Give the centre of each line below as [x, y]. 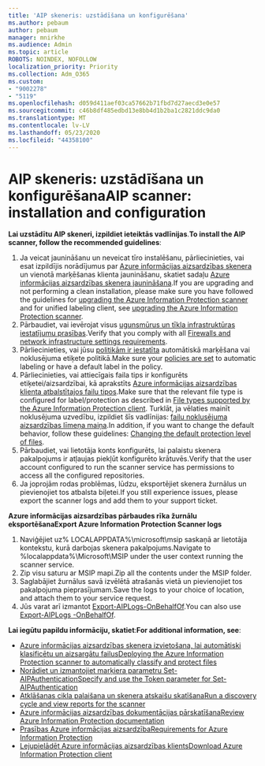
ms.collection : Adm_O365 [49, 74]
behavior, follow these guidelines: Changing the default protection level [135, 433]
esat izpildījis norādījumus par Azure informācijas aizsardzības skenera [136, 266]
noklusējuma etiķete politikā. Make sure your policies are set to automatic [138, 359]
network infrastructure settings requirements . [93, 342]
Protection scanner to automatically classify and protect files [118, 662]
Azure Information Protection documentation [92, 721]
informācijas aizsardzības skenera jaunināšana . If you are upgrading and [136, 283]
